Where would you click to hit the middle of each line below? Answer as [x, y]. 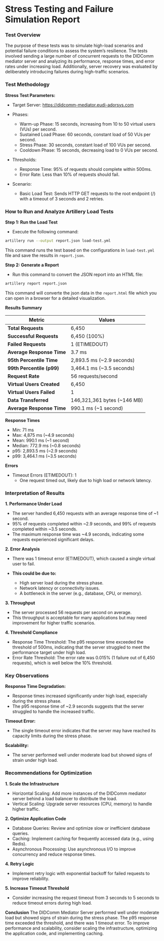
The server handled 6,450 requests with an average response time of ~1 [85, 514]
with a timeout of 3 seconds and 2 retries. [62, 198]
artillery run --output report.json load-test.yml [58, 241]
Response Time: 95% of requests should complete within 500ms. [86, 169]
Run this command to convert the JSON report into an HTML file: [78, 274]
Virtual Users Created [34, 384]
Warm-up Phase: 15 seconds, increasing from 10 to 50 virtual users [87, 124]
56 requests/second [94, 376]
